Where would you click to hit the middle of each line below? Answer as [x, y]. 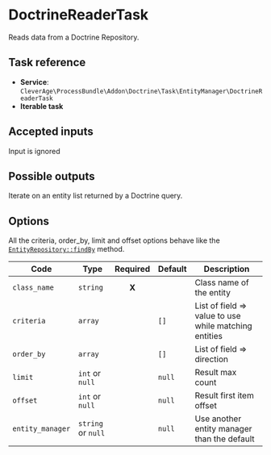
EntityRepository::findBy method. [67, 249]
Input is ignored [34, 151]
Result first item [224, 395]
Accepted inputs [51, 132]
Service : [35, 81]
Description [227, 269]
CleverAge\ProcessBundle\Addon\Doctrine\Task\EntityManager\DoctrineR [141, 91]
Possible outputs [52, 176]
